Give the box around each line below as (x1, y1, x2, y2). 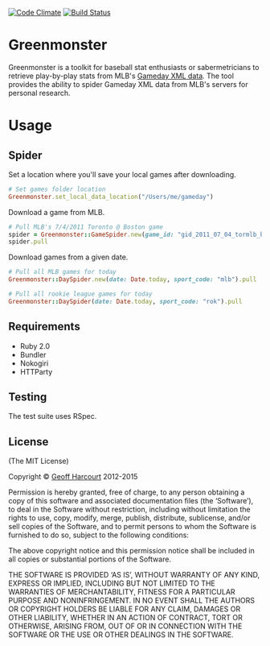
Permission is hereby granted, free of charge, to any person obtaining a (8, 487, 245, 497)
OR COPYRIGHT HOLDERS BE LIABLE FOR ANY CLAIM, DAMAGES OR (8, 604, 241, 614)
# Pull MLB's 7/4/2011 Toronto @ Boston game (8, 222, 163, 231)
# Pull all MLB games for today (8, 268, 117, 276)
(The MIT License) (8, 456, 70, 466)
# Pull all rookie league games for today (8, 290, 153, 298)
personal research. (8, 88, 71, 97)
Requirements (8, 320, 80, 333)
